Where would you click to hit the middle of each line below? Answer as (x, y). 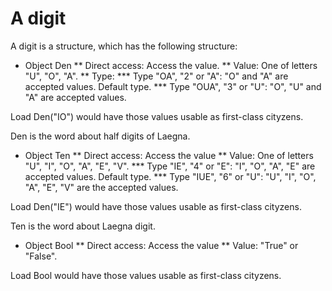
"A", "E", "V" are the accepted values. (101, 187)
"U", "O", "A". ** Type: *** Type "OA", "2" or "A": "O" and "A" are (156, 76)
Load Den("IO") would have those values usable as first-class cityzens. (157, 116)
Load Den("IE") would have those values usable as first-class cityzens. (156, 206)
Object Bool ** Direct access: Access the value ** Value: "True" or (161, 245)
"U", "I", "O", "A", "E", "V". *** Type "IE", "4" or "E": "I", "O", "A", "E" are (170, 166)
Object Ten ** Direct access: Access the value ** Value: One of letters (169, 155)
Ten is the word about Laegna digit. (83, 226)
